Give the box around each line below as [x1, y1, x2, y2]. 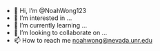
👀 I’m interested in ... [13, 14, 72, 22]
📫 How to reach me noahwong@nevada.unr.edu [13, 37, 153, 44]
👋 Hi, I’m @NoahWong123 [13, 7, 87, 14]
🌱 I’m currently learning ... [13, 21, 88, 29]
